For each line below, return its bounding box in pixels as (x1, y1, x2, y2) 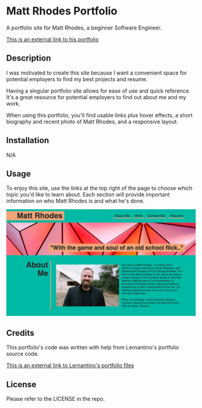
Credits (6, 327, 35, 338)
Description (6, 53, 51, 64)
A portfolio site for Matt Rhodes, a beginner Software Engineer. (6, 24, 162, 31)
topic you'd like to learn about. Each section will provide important (6, 191, 170, 198)
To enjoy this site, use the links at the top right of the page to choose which (6, 184, 193, 192)
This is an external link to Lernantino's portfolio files (6, 362, 135, 369)
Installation (6, 135, 49, 145)
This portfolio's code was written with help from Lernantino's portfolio (6, 344, 179, 351)
